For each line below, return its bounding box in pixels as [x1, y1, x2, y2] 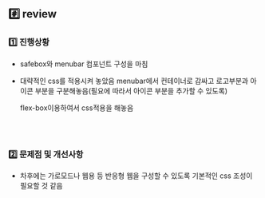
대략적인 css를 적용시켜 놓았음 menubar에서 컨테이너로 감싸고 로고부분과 [19, 76, 249, 85]
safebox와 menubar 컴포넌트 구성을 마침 [19, 59, 148, 69]
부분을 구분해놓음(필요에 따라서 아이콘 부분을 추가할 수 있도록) [34, 85, 228, 95]
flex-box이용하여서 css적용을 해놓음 [19, 103, 134, 113]
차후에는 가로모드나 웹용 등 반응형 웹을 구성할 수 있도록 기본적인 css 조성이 [19, 171, 253, 180]
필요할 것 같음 [19, 180, 63, 190]
